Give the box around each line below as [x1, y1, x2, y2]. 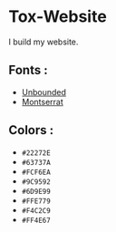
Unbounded [21, 86, 67, 97]
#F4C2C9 [21, 206, 51, 215]
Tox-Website [8, 6, 108, 27]
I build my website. [8, 36, 79, 47]
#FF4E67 [21, 216, 51, 225]
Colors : [8, 122, 54, 138]
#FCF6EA [21, 168, 51, 177]
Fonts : [8, 63, 48, 78]
